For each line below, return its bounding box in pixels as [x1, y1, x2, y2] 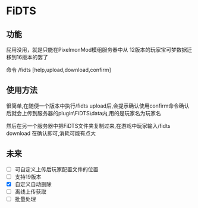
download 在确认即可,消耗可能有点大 [6, 130, 96, 137]
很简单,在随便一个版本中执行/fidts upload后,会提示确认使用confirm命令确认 [6, 102, 190, 109]
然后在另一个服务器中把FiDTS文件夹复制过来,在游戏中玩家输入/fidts [6, 122, 171, 129]
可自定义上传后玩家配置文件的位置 [14, 165, 99, 173]
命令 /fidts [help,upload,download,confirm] [6, 67, 111, 73]
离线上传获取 [14, 188, 46, 195]
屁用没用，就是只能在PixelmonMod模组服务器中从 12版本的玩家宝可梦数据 [6, 46, 187, 53]
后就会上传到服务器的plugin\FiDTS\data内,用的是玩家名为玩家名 [6, 109, 162, 116]
